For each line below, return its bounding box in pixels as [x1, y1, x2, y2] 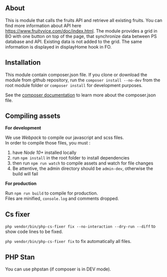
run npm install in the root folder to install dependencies [12, 155, 130, 161]
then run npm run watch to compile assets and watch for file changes [12, 160, 154, 166]
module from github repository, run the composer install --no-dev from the [5, 77, 161, 83]
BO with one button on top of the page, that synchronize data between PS [5, 33, 157, 39]
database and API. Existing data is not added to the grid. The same [5, 38, 142, 44]
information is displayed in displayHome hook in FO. [5, 43, 112, 49]
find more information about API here [5, 22, 81, 28]
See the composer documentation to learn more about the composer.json [5, 92, 156, 98]
